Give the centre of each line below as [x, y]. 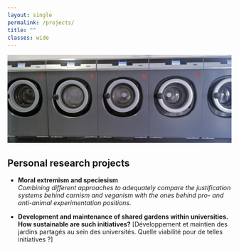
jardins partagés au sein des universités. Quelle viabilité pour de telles [120, 231]
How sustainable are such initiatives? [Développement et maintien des [122, 224]
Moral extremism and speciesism [68, 180]
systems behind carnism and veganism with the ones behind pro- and [121, 195]
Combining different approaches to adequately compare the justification [124, 187]
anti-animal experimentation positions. [74, 202]
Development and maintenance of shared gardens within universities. [123, 217]
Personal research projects [69, 163]
